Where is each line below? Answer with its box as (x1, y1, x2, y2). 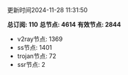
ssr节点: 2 (17, 61, 46, 68)
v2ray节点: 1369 (17, 35, 63, 43)
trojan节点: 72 (17, 52, 56, 60)
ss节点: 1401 (17, 44, 52, 51)
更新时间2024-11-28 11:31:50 (7, 6, 88, 14)
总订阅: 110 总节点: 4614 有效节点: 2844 (7, 20, 122, 29)
